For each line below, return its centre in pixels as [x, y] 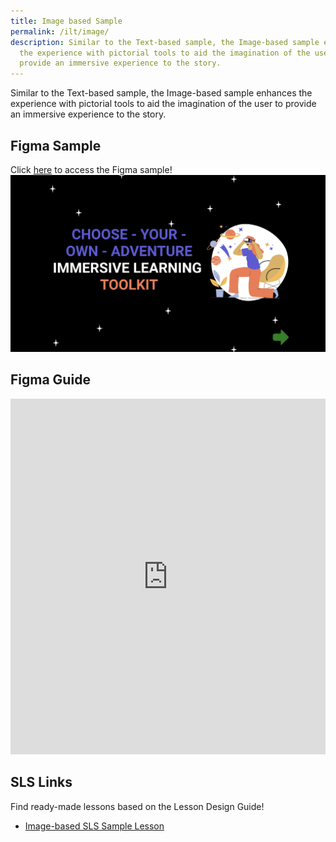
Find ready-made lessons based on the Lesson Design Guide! [137, 806]
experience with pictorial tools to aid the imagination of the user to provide [163, 104]
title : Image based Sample [66, 21]
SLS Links [41, 782]
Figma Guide [50, 380]
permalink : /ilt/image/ [60, 31]
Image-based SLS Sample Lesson [94, 826]
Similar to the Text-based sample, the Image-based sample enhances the [161, 93]
